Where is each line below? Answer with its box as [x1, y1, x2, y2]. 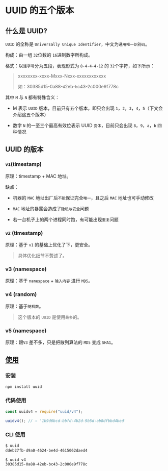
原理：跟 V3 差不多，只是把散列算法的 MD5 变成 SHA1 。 [5, 339, 116, 345]
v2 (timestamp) [5, 229, 43, 236]
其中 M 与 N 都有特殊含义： [5, 94, 60, 100]
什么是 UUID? [5, 27, 47, 35]
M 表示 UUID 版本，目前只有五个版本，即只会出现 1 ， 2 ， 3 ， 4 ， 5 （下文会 [12, 105, 163, 111]
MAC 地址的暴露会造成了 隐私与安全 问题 [12, 205, 89, 212]
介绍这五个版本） [12, 112, 49, 117]
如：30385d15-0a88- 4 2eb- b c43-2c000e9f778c [17, 84, 119, 89]
